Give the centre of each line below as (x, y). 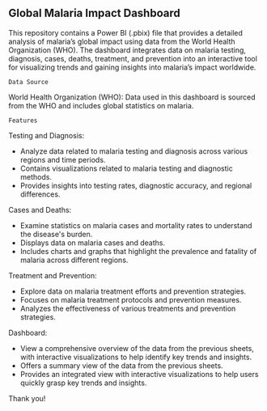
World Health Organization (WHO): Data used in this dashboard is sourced (132, 97)
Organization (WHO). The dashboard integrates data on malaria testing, (127, 50)
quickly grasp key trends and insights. (83, 383)
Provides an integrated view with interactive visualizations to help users (139, 374)
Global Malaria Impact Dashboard (94, 13)
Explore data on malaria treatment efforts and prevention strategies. (133, 291)
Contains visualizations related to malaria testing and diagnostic (126, 168)
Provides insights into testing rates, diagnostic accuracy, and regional (136, 185)
